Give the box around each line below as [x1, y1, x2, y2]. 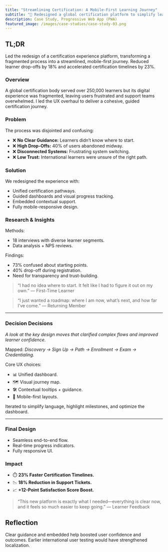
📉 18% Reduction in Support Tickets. [12, 479, 92, 485]
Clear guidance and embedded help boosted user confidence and [5, 531, 141, 537]
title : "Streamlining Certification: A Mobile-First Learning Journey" [5, 7, 157, 13]
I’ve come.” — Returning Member [17, 303, 86, 309]
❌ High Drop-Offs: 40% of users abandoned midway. [12, 143, 123, 149]
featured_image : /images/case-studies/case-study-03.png [5, 21, 126, 27]
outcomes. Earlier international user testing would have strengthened [5, 536, 147, 543]
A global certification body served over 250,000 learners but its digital [5, 88, 150, 94]
